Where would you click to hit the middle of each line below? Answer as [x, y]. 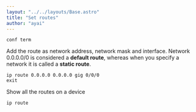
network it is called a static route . [49, 64]
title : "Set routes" [33, 18]
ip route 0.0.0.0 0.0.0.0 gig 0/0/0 [53, 75]
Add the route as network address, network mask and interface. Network [98, 51]
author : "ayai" [26, 23]
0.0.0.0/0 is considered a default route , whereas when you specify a [93, 58]
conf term [19, 40]
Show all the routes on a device [46, 92]
